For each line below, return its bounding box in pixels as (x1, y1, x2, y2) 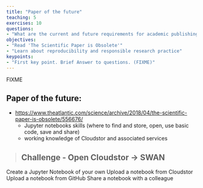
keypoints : (6, 54, 34, 60)
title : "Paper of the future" (6, 8, 83, 15)
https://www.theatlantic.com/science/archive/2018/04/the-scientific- (14, 109, 187, 116)
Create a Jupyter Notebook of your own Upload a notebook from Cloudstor (6, 168, 193, 175)
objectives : (6, 37, 36, 43)
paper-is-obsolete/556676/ (14, 116, 83, 123)
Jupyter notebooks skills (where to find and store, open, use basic (24, 122, 189, 130)
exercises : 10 (6, 20, 42, 26)
